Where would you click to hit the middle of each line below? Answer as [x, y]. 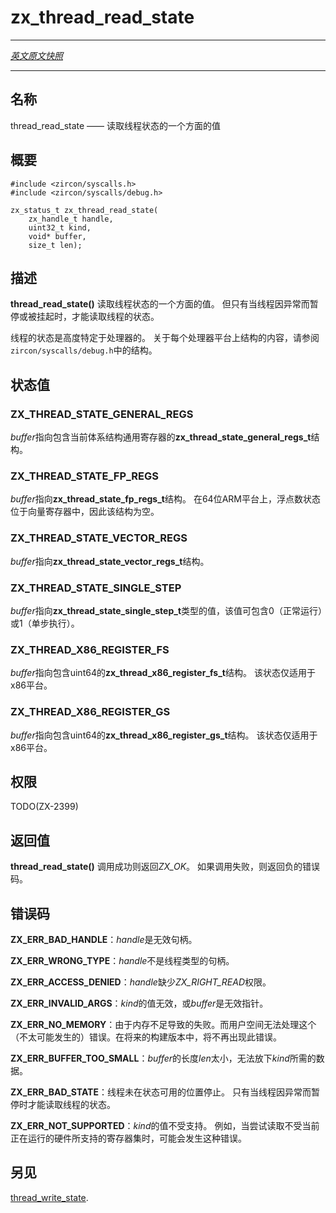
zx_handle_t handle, [71, 219]
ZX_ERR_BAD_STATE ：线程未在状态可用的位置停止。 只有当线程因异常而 [161, 1092]
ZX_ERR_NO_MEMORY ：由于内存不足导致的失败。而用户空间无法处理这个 [163, 1024]
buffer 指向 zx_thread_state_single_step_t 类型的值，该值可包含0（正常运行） [166, 610]
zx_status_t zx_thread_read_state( [84, 210]
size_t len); [55, 245]
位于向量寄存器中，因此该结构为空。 [85, 512]
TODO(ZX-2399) [44, 807]
